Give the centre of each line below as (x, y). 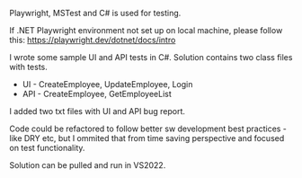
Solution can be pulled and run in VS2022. (88, 165)
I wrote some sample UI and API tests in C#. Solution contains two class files (151, 57)
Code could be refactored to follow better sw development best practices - (148, 129)
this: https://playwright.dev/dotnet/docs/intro (93, 40)
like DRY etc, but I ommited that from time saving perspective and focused (147, 138)
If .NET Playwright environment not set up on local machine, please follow (146, 30)
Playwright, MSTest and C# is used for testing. (95, 13)
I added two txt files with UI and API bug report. (98, 111)
